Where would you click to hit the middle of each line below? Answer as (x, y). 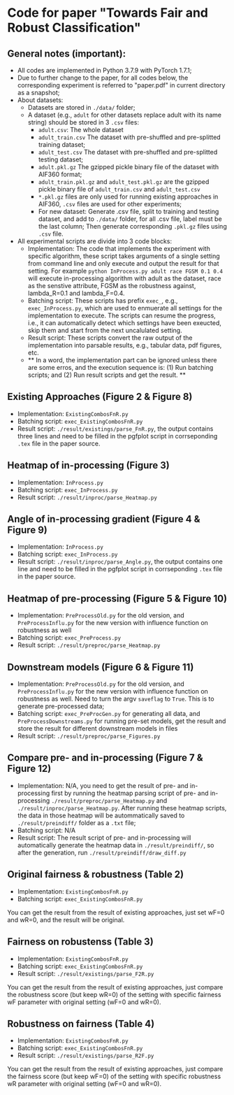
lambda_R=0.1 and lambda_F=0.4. (76, 293)
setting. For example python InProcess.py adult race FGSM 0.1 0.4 (125, 271)
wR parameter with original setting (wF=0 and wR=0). (85, 1084)
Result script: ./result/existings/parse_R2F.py (86, 1055)
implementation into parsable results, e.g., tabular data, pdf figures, (125, 345)
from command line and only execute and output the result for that (123, 263)
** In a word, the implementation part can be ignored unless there (122, 360)
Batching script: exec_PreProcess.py (69, 638)
